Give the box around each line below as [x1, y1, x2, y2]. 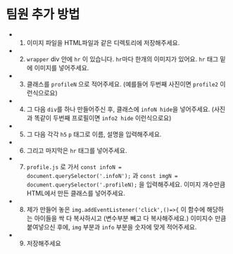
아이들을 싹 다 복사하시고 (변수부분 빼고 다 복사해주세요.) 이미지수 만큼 [34, 214, 227, 222]
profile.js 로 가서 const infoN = [26, 163, 122, 171]
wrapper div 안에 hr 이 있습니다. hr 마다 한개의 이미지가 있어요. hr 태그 [26, 54, 219, 63]
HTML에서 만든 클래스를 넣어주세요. [26, 189, 125, 197]
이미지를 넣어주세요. [34, 63, 89, 72]
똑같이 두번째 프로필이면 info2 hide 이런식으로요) [34, 113, 172, 122]
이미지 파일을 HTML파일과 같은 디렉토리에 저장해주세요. [26, 38, 180, 46]
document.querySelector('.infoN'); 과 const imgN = [26, 171, 178, 179]
